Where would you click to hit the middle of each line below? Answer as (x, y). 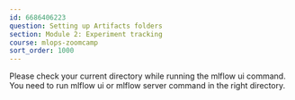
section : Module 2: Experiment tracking (86, 34)
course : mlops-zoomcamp (54, 42)
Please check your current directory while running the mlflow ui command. (147, 76)
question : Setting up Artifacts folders (86, 26)
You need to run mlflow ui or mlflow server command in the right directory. (147, 86)
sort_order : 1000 (42, 51)
